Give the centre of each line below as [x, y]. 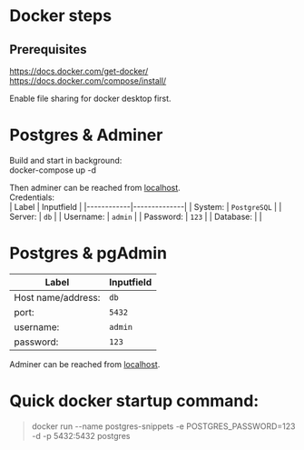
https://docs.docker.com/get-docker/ [79, 71]
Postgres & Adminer [86, 135]
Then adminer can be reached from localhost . [95, 187]
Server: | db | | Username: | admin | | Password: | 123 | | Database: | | [136, 216]
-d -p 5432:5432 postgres [81, 435]
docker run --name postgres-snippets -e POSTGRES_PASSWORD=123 [163, 426]
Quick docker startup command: [134, 401]
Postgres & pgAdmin [88, 253]
